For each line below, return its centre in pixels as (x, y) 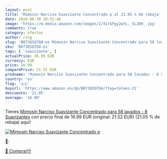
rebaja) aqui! (18, 122)
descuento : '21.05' (25, 93)
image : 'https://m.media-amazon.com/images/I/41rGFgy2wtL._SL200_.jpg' (81, 24)
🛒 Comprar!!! (18, 151)
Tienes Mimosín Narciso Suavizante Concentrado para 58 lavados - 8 (76, 112)
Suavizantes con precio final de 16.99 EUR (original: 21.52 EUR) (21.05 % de (83, 117)
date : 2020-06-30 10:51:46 (33, 19)
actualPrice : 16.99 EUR (30, 56)
